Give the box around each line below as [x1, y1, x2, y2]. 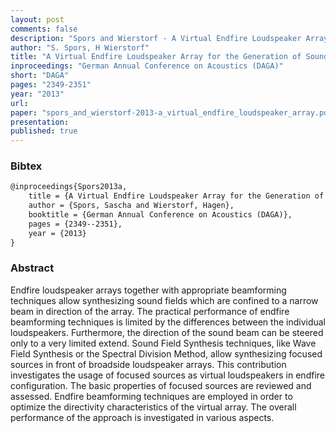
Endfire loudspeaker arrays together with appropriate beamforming [10, 284, 287, 296]
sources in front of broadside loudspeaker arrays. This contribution [10, 358, 287, 370]
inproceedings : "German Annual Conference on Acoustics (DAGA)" [10, 61, 284, 71]
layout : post [10, 14, 65, 25]
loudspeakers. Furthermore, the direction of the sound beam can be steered [10, 326, 324, 338]
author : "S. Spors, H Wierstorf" [10, 42, 150, 53]
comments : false [10, 24, 78, 34]
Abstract [10, 261, 55, 275]
